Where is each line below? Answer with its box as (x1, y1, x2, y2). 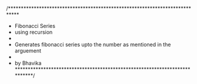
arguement (14, 47, 41, 54)
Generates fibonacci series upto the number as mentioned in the (14, 41, 171, 48)
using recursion (14, 29, 53, 36)
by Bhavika (14, 60, 42, 66)
